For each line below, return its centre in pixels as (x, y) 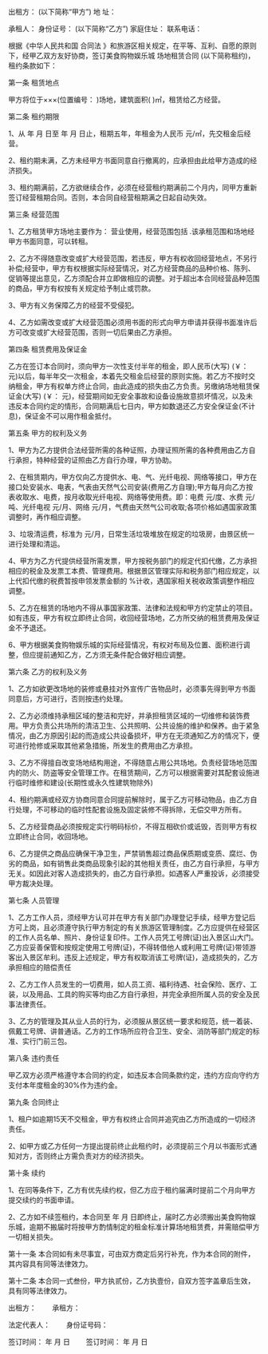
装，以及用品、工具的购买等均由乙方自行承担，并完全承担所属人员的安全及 (130, 994)
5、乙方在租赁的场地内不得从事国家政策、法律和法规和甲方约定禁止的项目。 (133, 608)
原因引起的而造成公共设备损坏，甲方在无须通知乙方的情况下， (151, 736)
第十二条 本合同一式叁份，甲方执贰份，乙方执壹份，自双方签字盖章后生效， (132, 1281)
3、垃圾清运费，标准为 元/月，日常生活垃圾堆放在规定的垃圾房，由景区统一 (132, 534)
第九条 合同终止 (34, 1102)
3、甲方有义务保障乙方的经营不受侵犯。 (73, 305)
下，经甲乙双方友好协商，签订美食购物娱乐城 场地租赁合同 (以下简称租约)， (132, 56)
